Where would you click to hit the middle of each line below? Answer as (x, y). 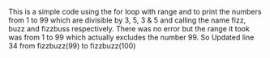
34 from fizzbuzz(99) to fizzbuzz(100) (72, 46)
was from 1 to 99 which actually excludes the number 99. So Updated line (131, 37)
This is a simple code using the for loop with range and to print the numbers (135, 12)
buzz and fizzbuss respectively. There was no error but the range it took (129, 29)
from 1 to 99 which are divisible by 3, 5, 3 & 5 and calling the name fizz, (127, 20)
